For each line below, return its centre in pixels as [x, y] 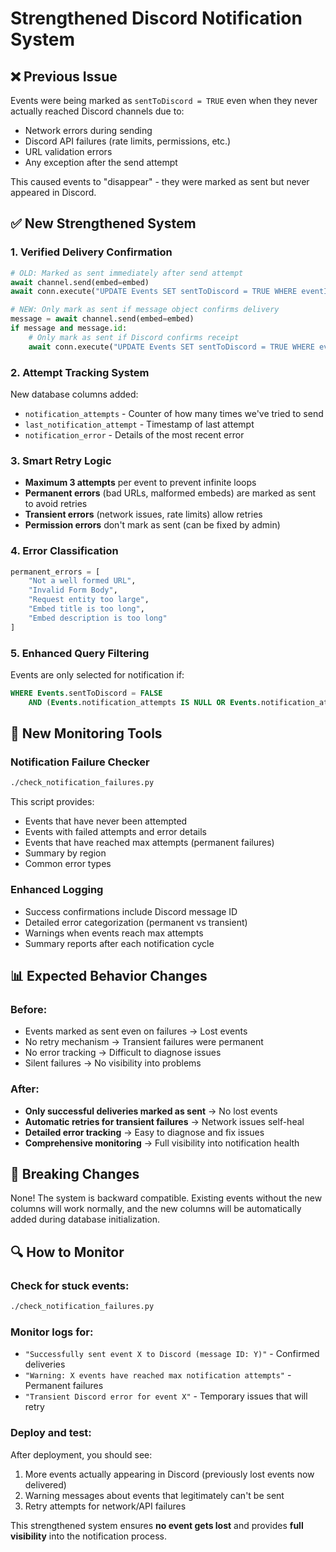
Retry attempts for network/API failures [105, 1506]
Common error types [68, 864]
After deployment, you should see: [81, 1454]
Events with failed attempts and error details [115, 832]
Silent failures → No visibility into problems [113, 1063]
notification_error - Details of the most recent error [134, 434]
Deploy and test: [51, 1433]
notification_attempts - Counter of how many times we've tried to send [174, 413]
